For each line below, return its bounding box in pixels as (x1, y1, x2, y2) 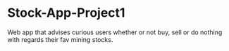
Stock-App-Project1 (7, 5, 125, 21)
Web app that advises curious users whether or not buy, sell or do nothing (7, 28, 223, 36)
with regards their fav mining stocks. (7, 35, 113, 43)
